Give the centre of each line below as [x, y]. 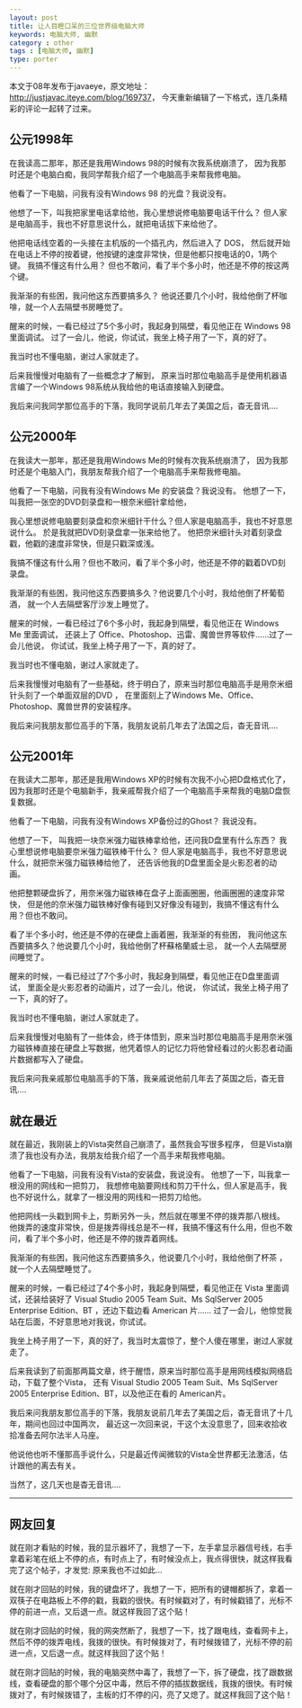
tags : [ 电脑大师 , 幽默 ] [52, 51]
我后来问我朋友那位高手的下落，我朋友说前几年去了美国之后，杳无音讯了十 [147, 1413]
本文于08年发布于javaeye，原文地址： [80, 86]
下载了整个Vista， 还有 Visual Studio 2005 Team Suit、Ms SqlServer [151, 1383]
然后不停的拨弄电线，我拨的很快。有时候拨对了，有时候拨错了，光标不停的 [147, 1642]
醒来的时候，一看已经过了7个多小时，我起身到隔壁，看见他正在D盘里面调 [145, 976]
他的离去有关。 [53, 1465]
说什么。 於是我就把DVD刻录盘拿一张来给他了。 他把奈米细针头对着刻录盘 [146, 532]
